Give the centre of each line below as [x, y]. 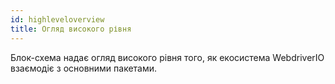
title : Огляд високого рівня [71, 29]
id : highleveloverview [57, 19]
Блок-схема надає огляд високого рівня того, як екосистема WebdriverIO [167, 57]
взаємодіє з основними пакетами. [84, 68]
